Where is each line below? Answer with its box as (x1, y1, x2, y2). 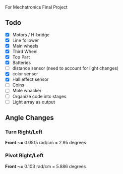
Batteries (12, 59, 31, 66)
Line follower (12, 37, 39, 43)
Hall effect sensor (12, 76, 49, 82)
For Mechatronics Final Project (5, 4, 68, 10)
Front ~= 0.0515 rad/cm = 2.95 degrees (5, 140, 86, 146)
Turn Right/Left (5, 128, 43, 135)
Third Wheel (12, 49, 38, 54)
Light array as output (12, 99, 56, 105)
